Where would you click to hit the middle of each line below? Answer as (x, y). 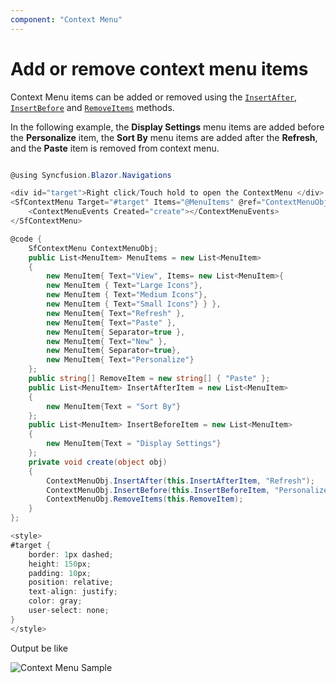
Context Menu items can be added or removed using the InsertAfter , (154, 97)
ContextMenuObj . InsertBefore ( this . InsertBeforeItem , (158, 490)
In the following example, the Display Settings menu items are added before (167, 127)
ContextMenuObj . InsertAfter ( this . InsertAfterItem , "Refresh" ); (180, 481)
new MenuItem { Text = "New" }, (107, 341)
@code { (26, 239)
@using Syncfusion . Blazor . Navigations (91, 175)
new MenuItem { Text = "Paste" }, (111, 322)
